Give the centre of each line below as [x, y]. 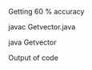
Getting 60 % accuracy [46, 12]
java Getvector [32, 42]
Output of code [33, 58]
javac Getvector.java [42, 27]
